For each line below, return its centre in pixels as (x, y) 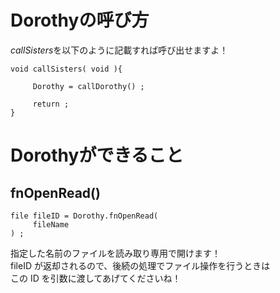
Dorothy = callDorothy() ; (88, 86)
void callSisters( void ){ (66, 69)
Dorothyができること (97, 155)
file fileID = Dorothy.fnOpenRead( (84, 216)
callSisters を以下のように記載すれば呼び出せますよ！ (119, 50)
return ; (51, 104)
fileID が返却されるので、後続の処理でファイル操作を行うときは (140, 265)
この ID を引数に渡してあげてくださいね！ (96, 278)
